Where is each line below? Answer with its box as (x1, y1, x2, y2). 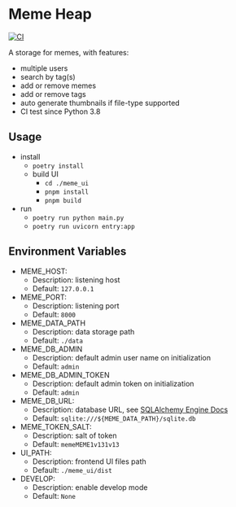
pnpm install (44, 188, 90, 196)
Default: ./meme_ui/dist (32, 465, 112, 474)
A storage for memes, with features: (8, 47, 129, 57)
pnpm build (44, 196, 81, 204)
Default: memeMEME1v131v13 (32, 439, 120, 448)
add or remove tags (20, 89, 87, 98)
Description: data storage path (32, 326, 135, 336)
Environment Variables (8, 245, 127, 259)
